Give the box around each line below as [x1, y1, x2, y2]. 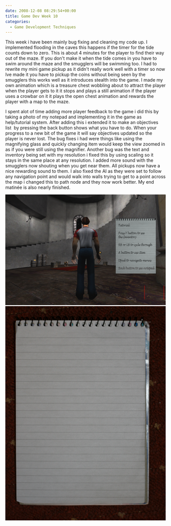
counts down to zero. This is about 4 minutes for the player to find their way [5, 50, 164, 56]
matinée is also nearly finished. [5, 184, 71, 191]
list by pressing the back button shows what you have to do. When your [5, 125, 157, 131]
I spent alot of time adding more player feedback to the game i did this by [5, 109, 159, 115]
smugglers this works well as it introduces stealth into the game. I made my [5, 77, 163, 83]
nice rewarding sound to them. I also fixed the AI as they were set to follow [5, 168, 162, 174]
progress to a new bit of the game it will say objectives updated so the [5, 130, 153, 136]
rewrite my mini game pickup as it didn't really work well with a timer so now [5, 66, 165, 72]
